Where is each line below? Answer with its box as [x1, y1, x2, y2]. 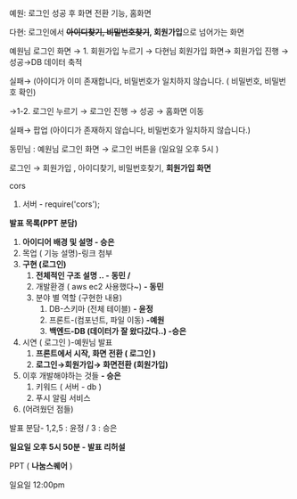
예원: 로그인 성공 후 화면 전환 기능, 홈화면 [9, 8, 152, 18]
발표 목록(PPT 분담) [9, 217, 78, 228]
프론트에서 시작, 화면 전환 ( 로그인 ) [35, 348, 156, 358]
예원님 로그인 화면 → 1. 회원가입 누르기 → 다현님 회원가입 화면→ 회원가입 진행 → [9, 45, 289, 56]
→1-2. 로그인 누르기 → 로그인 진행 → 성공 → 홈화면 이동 [9, 106, 204, 116]
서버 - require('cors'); [21, 199, 101, 209]
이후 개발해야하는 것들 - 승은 [21, 371, 122, 380]
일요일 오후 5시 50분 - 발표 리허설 [9, 442, 126, 452]
